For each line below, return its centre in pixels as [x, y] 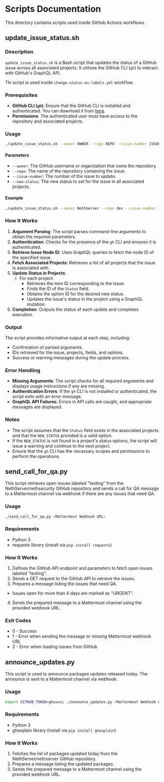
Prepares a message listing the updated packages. [63, 764]
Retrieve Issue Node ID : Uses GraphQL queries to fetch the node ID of [83, 252]
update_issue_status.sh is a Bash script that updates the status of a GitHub [81, 63]
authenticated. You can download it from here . [59, 110]
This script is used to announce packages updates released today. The [76, 674]
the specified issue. [32, 257]
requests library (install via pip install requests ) [62, 545]
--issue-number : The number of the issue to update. [64, 176]
